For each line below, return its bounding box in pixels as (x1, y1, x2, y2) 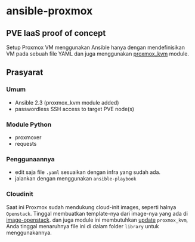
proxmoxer (14, 133, 42, 141)
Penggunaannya (6, 155, 55, 163)
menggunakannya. (6, 229, 52, 236)
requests (14, 140, 37, 147)
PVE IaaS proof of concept (6, 28, 106, 38)
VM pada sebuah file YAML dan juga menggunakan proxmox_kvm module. (6, 50, 190, 57)
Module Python (6, 120, 52, 128)
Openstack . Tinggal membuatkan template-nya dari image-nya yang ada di (6, 210, 188, 217)
